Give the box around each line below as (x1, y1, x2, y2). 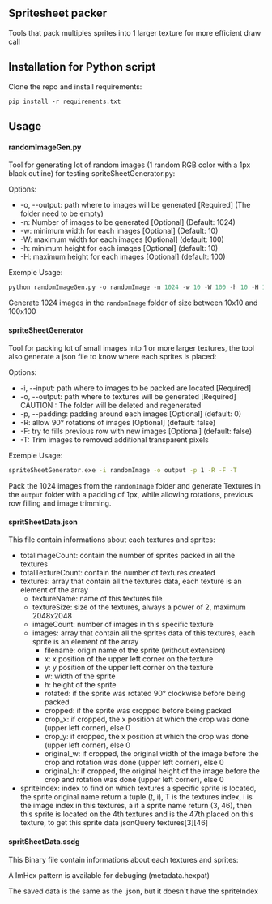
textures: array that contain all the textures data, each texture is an (19, 576, 242, 587)
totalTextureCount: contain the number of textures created (19, 568, 215, 578)
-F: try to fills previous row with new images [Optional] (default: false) (19, 426, 253, 437)
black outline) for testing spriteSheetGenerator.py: (8, 169, 176, 179)
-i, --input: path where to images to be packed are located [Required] (19, 383, 252, 393)
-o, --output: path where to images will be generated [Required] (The (19, 200, 251, 210)
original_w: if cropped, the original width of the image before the (44, 749, 259, 759)
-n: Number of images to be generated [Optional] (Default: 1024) (19, 217, 236, 227)
